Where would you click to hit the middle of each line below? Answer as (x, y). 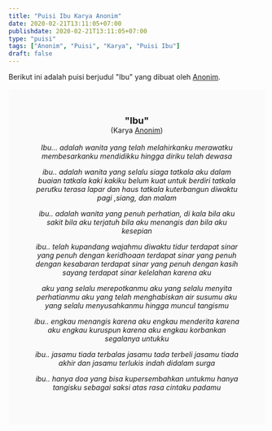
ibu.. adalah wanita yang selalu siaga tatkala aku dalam (137, 172)
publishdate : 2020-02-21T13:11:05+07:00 (78, 31)
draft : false (31, 54)
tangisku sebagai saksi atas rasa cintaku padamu (137, 387)
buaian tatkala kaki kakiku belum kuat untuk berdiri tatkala (137, 181)
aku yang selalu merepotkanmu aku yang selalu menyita (137, 288)
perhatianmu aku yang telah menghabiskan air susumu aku (137, 297)
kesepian (137, 231)
